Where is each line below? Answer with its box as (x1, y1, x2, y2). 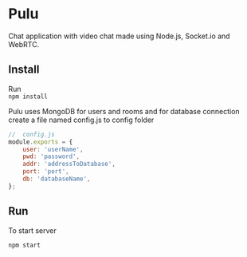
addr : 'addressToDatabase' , (22, 160, 116, 168)
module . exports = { (8, 137, 73, 146)
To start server (8, 225, 57, 235)
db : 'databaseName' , (22, 175, 91, 183)
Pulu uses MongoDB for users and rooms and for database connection (8, 106, 241, 116)
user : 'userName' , (22, 145, 84, 153)
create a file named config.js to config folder (8, 115, 155, 125)
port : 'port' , (22, 168, 69, 176)
